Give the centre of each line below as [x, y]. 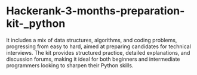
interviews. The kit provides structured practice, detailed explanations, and [98, 52]
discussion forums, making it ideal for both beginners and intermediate [93, 59]
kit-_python [36, 24]
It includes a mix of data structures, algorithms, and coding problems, [92, 40]
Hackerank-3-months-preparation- [96, 11]
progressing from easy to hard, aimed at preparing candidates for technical [98, 46]
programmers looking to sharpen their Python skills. [70, 65]
